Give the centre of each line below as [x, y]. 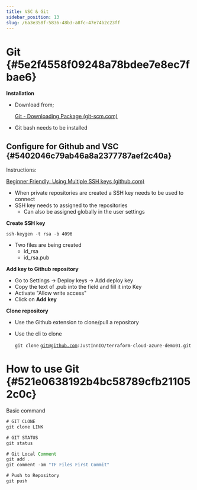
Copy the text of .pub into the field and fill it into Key [78, 287]
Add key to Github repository [42, 269]
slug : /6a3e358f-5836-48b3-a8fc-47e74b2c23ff [63, 22]
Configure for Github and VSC [62, 146]
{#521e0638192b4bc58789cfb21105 [98, 382]
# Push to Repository [33, 476]
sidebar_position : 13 [33, 17]
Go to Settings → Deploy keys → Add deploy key [74, 281]
